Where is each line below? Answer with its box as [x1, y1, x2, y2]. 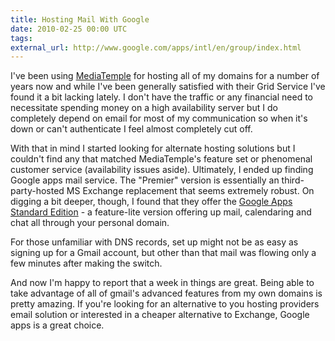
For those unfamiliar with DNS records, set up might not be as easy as [10, 236, 299, 248]
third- [281, 174, 305, 186]
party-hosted [10, 185, 65, 197]
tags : [10, 33, 33, 43]
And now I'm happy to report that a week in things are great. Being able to [10, 277, 315, 289]
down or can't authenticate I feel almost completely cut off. [10, 123, 253, 135]
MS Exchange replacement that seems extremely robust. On [66, 185, 315, 197]
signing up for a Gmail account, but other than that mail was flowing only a [10, 247, 317, 259]
